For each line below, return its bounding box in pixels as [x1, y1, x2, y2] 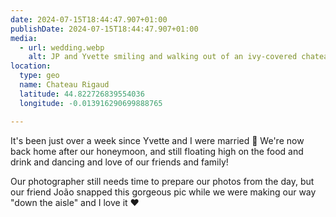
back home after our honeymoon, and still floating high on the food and [10, 145, 304, 157]
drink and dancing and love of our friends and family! [10, 156, 229, 168]
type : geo [19, 71, 60, 81]
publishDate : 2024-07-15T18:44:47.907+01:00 [10, 24, 199, 34]
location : [10, 61, 52, 71]
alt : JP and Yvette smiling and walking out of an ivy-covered [28, 52, 298, 62]
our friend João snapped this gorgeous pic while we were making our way [10, 186, 317, 198]
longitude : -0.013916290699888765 [19, 98, 163, 108]
